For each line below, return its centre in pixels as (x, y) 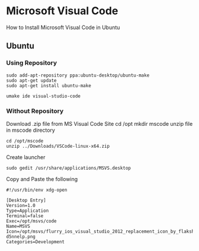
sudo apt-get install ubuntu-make (49, 85)
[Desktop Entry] (26, 200)
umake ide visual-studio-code (44, 96)
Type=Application (28, 211)
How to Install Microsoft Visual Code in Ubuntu (63, 27)
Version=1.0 (21, 205)
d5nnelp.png (21, 236)
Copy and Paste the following (42, 179)
